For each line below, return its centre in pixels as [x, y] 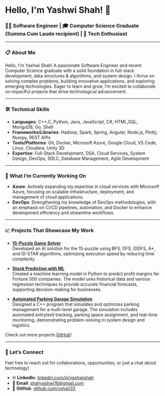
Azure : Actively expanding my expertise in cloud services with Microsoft [86, 186]
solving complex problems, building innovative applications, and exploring [80, 81]
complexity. [24, 259]
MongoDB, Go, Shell [33, 127]
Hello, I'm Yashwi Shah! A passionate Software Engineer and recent [73, 65]
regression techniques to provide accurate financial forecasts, [75, 284]
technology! [17, 368]
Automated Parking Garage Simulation [52, 299]
